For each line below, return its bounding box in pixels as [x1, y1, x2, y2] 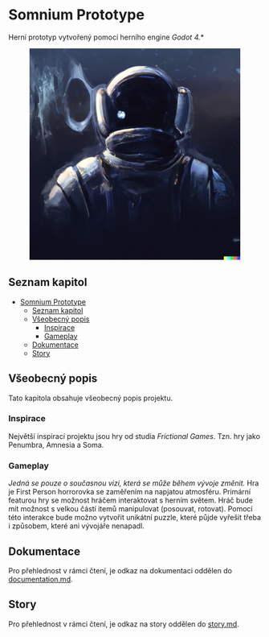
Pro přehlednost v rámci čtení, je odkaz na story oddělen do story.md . [8, 618, 239, 629]
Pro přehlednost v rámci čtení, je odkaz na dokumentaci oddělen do [8, 565, 233, 575]
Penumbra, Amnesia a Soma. [8, 440, 104, 449]
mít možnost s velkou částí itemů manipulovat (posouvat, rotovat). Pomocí [8, 504, 253, 514]
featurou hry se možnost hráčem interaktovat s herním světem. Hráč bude [8, 495, 254, 505]
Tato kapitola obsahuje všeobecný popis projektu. [8, 393, 173, 403]
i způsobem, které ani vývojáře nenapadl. [8, 521, 145, 531]
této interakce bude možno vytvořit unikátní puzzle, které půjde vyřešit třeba [8, 513, 262, 523]
